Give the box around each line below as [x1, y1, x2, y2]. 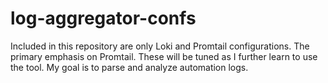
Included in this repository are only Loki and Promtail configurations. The [10, 40, 310, 52]
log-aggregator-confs [10, 7, 197, 30]
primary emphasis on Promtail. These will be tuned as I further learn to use [10, 50, 318, 62]
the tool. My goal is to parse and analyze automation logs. [10, 61, 249, 73]
